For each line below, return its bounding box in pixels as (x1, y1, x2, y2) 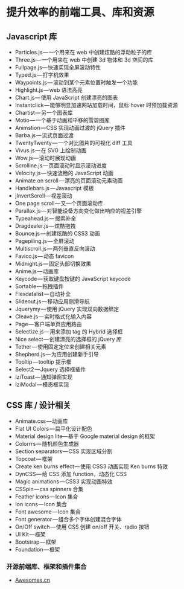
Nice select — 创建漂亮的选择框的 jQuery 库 (14, 336, 122, 343)
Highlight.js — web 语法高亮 (14, 86, 83, 94)
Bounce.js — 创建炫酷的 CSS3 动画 (14, 230, 101, 237)
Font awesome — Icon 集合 (14, 508, 81, 515)
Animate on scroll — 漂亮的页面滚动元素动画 (14, 177, 123, 184)
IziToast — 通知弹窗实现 (14, 373, 73, 381)
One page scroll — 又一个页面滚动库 (14, 200, 104, 207)
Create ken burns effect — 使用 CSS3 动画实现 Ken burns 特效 (14, 463, 168, 470)
